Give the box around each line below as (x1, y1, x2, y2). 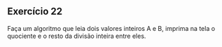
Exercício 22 (7, 6, 63, 18)
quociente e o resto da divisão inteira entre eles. (7, 32, 146, 40)
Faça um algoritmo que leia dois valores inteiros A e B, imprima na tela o (7, 24, 216, 32)
